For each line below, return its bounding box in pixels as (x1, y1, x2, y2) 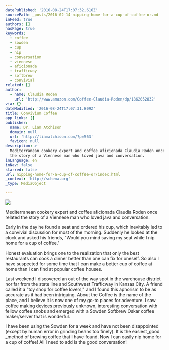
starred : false (5, 167, 37, 172)
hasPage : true (5, 26, 35, 31)
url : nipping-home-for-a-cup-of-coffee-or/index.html (5, 172, 121, 177)
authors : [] (5, 21, 30, 27)
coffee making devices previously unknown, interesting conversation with (5, 303, 158, 309)
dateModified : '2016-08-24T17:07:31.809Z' (5, 106, 96, 111)
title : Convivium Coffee (5, 111, 57, 116)
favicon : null (10, 139, 39, 144)
